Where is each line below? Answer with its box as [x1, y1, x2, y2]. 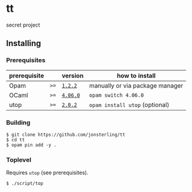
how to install [116, 71, 156, 80]
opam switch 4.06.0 [89, 92, 144, 99]
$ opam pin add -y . [6, 142, 57, 148]
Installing [6, 38, 41, 48]
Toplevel [6, 155, 31, 164]
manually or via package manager [89, 82, 184, 90]
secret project [6, 21, 40, 28]
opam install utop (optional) [89, 100, 170, 109]
